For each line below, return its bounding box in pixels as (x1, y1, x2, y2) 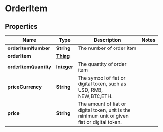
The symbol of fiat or (78, 75, 126, 81)
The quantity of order (78, 61, 127, 67)
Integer (56, 64, 74, 70)
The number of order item (78, 45, 137, 51)
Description (93, 37, 121, 43)
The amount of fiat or (78, 100, 126, 107)
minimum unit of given (78, 113, 129, 119)
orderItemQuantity (7, 64, 52, 70)
